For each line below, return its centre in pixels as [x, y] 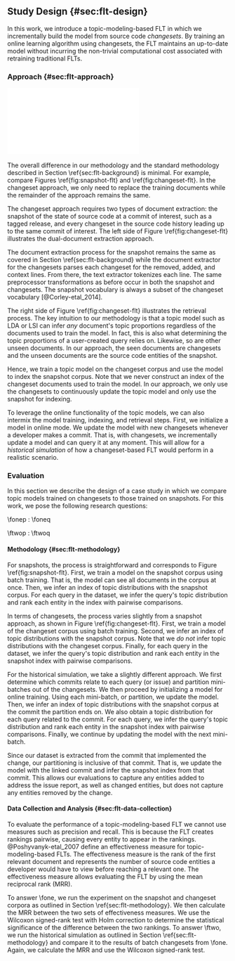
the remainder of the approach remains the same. [79, 195]
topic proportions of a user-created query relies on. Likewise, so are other [114, 341]
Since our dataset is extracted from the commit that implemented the [107, 755]
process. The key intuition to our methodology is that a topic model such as [116, 318]
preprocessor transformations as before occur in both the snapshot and [111, 282]
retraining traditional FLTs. [45, 58]
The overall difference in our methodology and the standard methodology [113, 165]
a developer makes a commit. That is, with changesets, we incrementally [112, 435]
